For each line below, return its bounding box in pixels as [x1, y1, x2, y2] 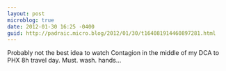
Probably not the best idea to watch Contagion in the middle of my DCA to [7, 49, 220, 57]
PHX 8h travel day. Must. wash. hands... [7, 56, 122, 65]
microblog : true [7, 17, 54, 24]
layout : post [7, 10, 45, 17]
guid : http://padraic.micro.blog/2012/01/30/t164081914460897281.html [7, 29, 216, 37]
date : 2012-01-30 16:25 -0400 [7, 23, 95, 30]
